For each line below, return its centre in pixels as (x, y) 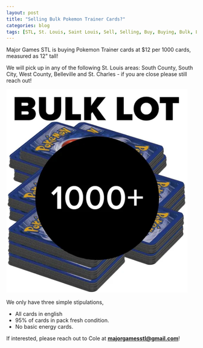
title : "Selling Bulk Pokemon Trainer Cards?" (66, 19)
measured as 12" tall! (32, 56)
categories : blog (28, 25)
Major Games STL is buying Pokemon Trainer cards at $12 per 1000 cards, (99, 50)
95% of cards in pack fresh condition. (62, 320)
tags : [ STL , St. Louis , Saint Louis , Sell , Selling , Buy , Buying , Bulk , (100, 32)
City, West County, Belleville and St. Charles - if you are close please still (97, 74)
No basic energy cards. (44, 327)
